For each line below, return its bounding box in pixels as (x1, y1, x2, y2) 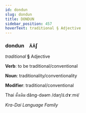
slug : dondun (5, 12, 32, 17)
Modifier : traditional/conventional (5, 83, 74, 89)
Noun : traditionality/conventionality (5, 73, 78, 79)
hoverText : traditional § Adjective (5, 26, 81, 31)
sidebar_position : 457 (5, 21, 52, 26)
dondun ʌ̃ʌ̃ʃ (5, 42, 38, 49)
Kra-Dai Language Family (5, 102, 58, 108)
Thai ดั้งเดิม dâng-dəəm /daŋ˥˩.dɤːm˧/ (5, 92, 80, 98)
